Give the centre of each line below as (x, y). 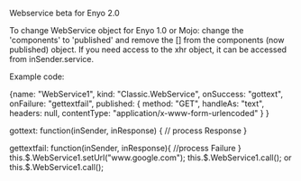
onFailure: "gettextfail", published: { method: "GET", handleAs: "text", (137, 104)
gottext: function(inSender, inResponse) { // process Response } (128, 131)
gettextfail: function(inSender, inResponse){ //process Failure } (125, 148)
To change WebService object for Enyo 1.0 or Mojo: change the (127, 30)
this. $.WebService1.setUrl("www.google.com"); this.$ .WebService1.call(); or (150, 158)
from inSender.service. (52, 59)
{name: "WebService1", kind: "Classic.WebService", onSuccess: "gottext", (146, 94)
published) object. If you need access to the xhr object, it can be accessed (148, 50)
